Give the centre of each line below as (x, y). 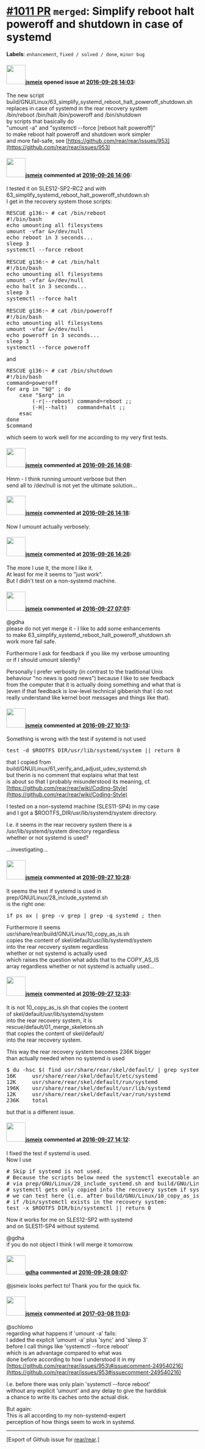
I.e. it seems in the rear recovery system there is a (69, 825)
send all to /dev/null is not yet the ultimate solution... (72, 485)
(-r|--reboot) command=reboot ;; (82, 401)
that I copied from (29, 762)
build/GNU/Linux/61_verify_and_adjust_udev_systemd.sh (77, 769)
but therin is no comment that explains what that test (73, 775)
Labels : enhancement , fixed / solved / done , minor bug (76, 54)
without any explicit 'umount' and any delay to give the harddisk (86, 1391)
